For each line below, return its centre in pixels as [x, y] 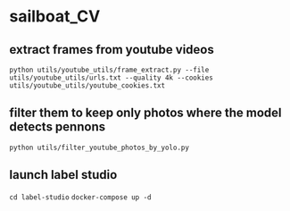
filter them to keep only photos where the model [145, 113]
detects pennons [57, 127]
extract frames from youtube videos [112, 50]
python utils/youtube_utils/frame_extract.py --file [109, 70]
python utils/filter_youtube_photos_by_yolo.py [99, 148]
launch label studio [63, 175]
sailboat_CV [55, 17]
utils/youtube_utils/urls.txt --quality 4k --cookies [112, 78]
